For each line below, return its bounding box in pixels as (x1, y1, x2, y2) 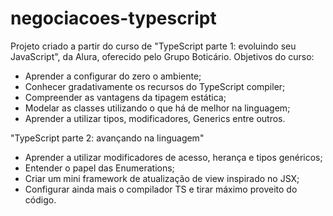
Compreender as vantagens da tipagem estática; (24, 91, 227, 103)
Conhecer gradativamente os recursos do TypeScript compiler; (24, 80, 286, 92)
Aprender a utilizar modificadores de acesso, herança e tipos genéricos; (24, 151, 323, 163)
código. (24, 193, 57, 206)
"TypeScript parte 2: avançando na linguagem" (10, 132, 205, 144)
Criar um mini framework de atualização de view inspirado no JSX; (24, 172, 300, 184)
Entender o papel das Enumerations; (24, 162, 175, 174)
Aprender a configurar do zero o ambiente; (24, 70, 202, 82)
